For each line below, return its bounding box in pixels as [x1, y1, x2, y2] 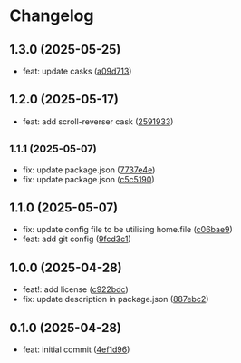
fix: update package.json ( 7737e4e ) [22, 164, 156, 175]
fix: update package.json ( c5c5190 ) [22, 173, 155, 184]
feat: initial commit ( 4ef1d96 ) [22, 344, 130, 355]
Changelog [9, 5, 94, 26]
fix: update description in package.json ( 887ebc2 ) [22, 294, 209, 305]
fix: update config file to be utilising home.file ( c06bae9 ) [22, 224, 233, 235]
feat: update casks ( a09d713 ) [22, 65, 132, 76]
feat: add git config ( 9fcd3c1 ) [22, 233, 131, 245]
